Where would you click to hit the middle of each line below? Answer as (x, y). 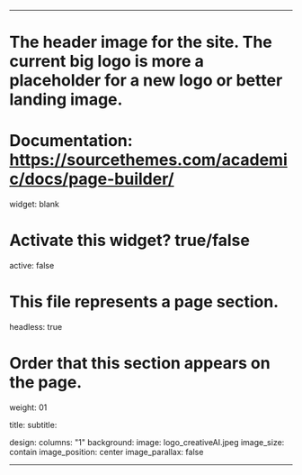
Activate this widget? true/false (129, 241)
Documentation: (71, 141)
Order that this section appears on (140, 364)
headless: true (36, 327)
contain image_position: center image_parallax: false (107, 452)
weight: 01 (28, 407)
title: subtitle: (33, 425)
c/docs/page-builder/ (92, 179)
